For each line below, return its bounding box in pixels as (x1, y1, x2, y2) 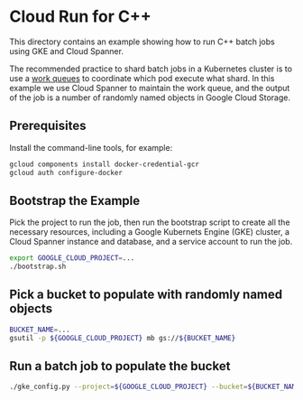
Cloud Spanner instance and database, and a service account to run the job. (9, 237, 293, 247)
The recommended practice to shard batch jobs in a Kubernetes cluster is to (9, 63, 293, 74)
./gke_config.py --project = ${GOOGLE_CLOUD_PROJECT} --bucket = (9, 382, 248, 392)
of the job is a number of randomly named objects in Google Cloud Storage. (9, 92, 291, 103)
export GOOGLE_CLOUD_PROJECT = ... (9, 254, 135, 263)
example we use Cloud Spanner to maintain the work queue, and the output (9, 82, 290, 93)
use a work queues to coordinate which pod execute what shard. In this (9, 72, 275, 83)
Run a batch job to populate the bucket (9, 358, 231, 374)
